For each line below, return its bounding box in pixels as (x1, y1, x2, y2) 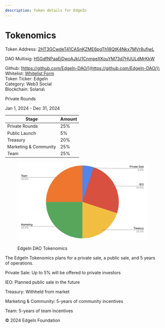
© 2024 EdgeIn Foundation (5, 318, 60, 324)
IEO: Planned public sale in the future (5, 279, 80, 285)
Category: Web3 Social (5, 81, 52, 87)
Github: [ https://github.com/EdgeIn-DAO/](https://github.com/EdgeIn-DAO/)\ (5, 65, 160, 71)
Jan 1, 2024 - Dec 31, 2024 (5, 105, 60, 111)
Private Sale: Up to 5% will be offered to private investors (5, 270, 121, 276)
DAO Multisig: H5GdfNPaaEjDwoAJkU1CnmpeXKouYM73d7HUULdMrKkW (5, 56, 155, 62)
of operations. (5, 260, 33, 266)
